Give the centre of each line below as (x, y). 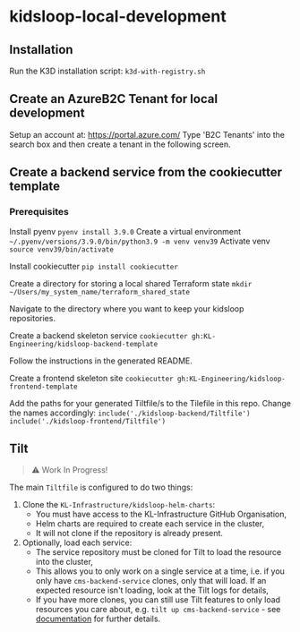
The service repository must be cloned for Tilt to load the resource (159, 552)
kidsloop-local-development (118, 17)
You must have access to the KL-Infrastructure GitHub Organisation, (161, 514)
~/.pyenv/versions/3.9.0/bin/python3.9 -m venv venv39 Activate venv (140, 241)
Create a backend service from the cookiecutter (146, 172)
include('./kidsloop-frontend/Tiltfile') (88, 421)
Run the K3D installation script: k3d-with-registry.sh (107, 71)
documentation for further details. (98, 619)
